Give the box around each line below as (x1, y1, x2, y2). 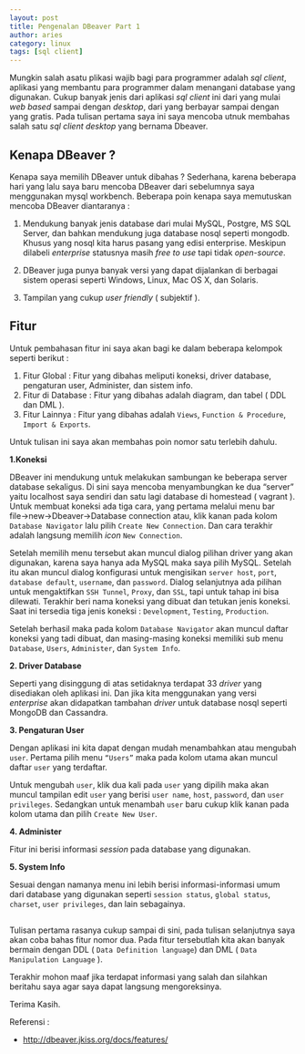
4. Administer (9, 826, 62, 837)
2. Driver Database (9, 660, 82, 671)
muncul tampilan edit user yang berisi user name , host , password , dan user (9, 789, 285, 800)
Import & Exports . (22, 418, 91, 429)
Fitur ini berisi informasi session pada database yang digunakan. (9, 843, 251, 854)
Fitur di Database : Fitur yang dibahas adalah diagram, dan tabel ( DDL (22, 389, 287, 400)
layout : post (9, 13, 59, 23)
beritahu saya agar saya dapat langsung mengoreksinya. (9, 981, 222, 992)
